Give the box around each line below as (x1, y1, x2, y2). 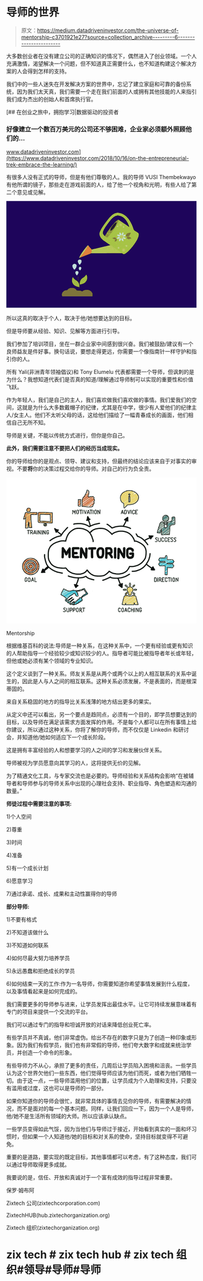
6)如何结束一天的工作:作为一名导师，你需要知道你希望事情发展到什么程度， (6, 980, 193, 988)
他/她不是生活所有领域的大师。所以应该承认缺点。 (6, 1113, 130, 1120)
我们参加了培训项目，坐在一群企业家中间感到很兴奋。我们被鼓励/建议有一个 (6, 340, 194, 348)
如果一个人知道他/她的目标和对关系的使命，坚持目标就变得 (27, 1133, 173, 1141)
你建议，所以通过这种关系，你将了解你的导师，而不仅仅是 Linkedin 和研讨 (6, 726, 189, 733)
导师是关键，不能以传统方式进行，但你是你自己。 (6, 432, 128, 439)
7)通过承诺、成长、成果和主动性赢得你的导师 (6, 890, 118, 897)
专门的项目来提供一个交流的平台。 (6, 1008, 91, 1015)
